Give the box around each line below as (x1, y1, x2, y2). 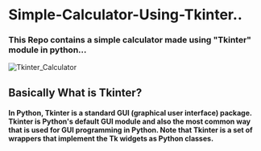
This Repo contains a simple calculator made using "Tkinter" (8, 35, 252, 46)
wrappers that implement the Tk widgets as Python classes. (8, 134, 214, 144)
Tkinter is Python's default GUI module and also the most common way (8, 116, 251, 126)
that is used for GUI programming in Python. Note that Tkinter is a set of (8, 125, 253, 135)
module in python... (8, 44, 87, 55)
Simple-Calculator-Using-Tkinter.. (8, 6, 243, 24)
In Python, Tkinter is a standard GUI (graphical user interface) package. (8, 108, 252, 118)
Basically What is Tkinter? (8, 86, 143, 100)
